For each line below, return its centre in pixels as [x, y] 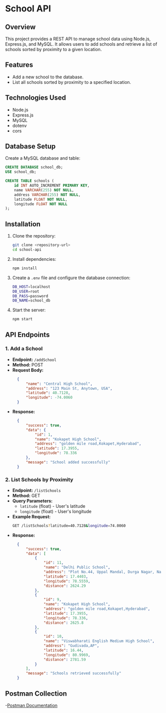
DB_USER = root [26, 291]
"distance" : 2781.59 [65, 659]
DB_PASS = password [30, 296]
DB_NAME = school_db [31, 300]
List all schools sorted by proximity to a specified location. [72, 82]
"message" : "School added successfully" [68, 462]
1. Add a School [24, 349]
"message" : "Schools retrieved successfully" [73, 673]
